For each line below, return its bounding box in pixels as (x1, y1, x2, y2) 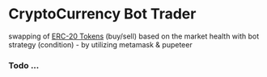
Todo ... (8, 59, 40, 71)
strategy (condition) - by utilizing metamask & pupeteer (8, 39, 193, 49)
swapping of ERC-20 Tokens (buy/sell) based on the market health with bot (8, 31, 260, 41)
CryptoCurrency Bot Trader (8, 5, 197, 23)
